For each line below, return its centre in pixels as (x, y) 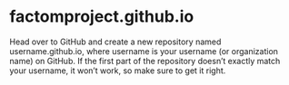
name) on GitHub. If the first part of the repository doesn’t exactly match (145, 61)
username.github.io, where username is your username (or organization (144, 51)
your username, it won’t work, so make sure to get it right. (118, 71)
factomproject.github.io (102, 17)
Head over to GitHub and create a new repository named (115, 42)
